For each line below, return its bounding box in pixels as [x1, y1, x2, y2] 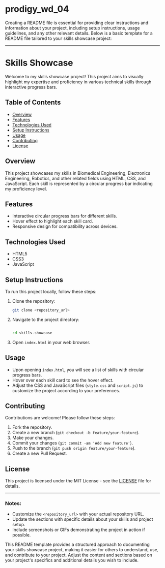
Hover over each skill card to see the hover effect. [12, 377, 114, 383]
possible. [12, 532, 31, 538]
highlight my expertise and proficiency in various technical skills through [5, 79, 152, 85]
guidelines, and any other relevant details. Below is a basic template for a [5, 30, 153, 36]
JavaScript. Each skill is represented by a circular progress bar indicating [5, 181, 153, 187]
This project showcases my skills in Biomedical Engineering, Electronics [5, 170, 151, 176]
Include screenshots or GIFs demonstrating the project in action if [12, 527, 145, 533]
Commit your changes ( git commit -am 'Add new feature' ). [12, 440, 134, 446]
